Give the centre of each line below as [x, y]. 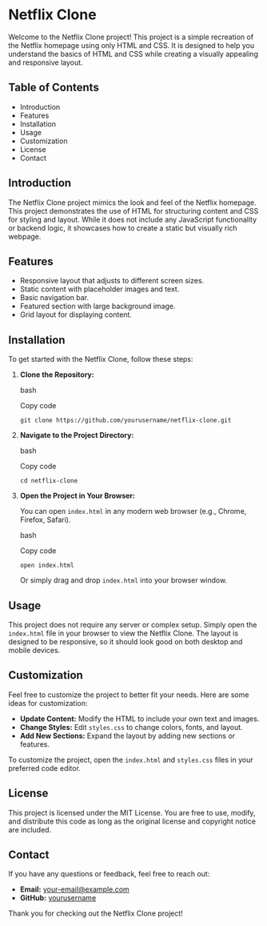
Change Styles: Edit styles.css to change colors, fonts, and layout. [131, 727]
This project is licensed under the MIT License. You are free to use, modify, [132, 812]
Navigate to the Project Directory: [77, 435]
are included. [30, 829]
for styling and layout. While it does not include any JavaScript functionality [133, 219]
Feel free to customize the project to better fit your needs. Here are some [129, 695]
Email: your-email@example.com [74, 889]
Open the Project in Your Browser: [78, 496]
